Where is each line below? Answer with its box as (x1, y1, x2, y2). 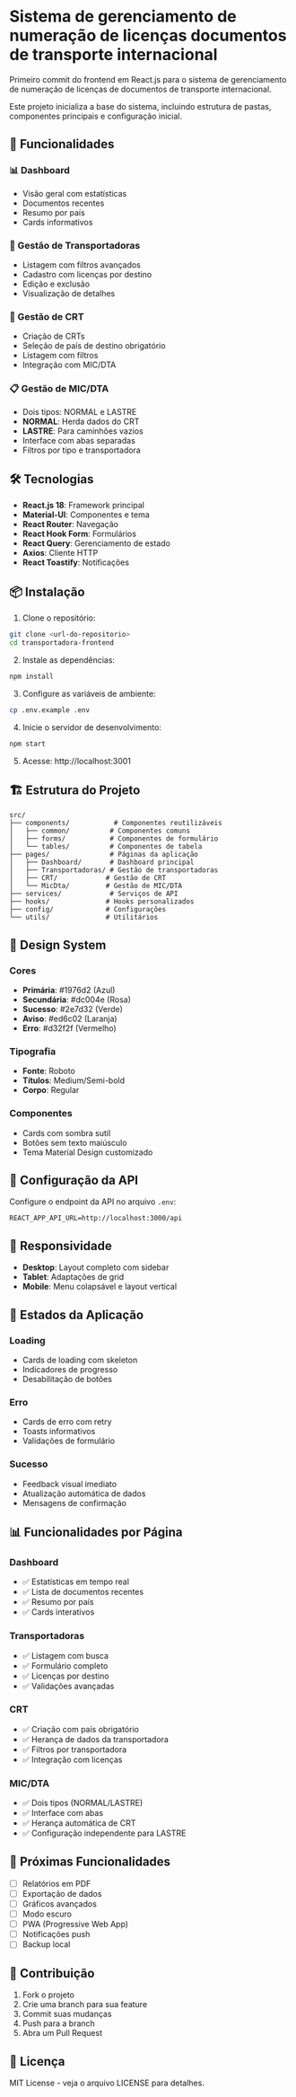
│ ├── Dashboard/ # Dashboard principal (9, 858, 195, 868)
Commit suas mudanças (22, 2009, 112, 2020)
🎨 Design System (9, 937, 107, 953)
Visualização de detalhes (22, 287, 116, 298)
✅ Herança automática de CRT (22, 1818, 136, 1828)
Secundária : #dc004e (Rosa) (22, 994, 132, 1005)
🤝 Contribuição (9, 1965, 95, 1981)
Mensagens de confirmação (22, 1497, 127, 1508)
